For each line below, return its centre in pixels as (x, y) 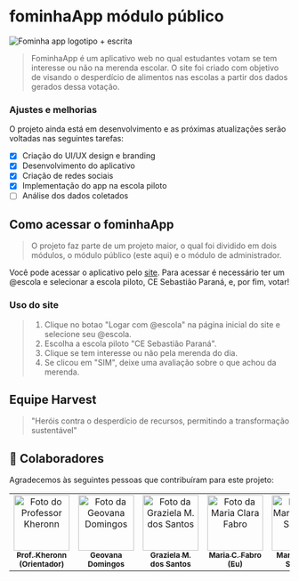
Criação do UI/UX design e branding (89, 156)
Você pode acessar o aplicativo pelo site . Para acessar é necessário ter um (147, 272)
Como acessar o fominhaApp (92, 224)
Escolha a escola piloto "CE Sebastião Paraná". (130, 343)
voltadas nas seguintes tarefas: (67, 139)
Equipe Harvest (53, 400)
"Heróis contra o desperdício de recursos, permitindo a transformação (160, 421)
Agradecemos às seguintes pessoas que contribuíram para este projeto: (141, 480)
